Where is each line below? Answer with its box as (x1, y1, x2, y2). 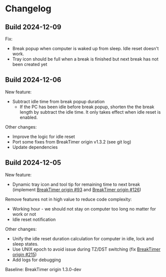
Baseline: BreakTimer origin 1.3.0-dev (5, 266, 82, 272)
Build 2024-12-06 (5, 75, 61, 84)
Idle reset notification (12, 216, 56, 222)
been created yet (12, 62, 48, 67)
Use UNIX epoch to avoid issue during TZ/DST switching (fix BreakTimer (12, 246, 161, 252)
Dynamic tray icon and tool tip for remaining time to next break (12, 181, 140, 187)
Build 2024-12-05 (5, 158, 61, 167)
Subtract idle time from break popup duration (12, 98, 105, 104)
